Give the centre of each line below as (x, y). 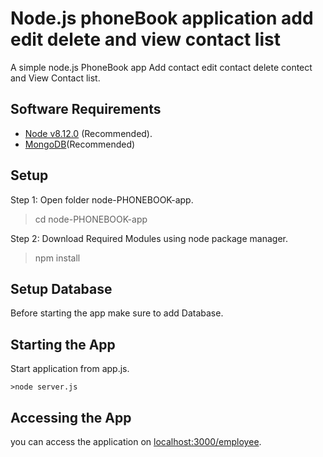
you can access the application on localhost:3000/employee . (136, 441)
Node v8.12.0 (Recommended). (88, 133)
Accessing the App (71, 417)
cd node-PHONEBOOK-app (91, 219)
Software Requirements (86, 109)
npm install (57, 258)
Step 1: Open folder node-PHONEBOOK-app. (102, 199)
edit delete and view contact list (145, 39)
